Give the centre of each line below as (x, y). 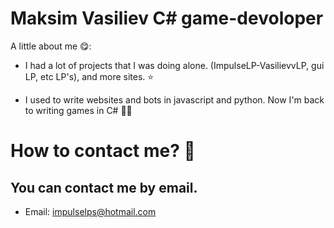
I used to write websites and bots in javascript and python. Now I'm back (174, 99)
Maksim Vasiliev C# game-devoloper (167, 18)
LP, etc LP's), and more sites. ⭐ (89, 76)
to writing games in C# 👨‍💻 (78, 110)
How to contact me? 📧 (103, 151)
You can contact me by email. (104, 187)
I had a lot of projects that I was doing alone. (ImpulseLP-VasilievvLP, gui (174, 65)
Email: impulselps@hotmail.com (90, 211)
